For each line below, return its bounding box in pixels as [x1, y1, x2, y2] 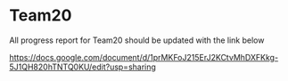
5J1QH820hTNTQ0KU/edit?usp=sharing [9, 61, 156, 72]
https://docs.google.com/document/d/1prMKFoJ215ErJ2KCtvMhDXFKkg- [9, 52, 279, 62]
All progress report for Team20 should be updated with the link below [9, 35, 265, 45]
